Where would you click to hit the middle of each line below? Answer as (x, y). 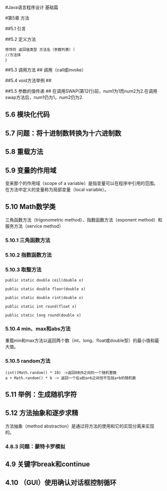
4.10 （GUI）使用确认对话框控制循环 (61, 483)
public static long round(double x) (43, 315)
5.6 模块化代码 (27, 115)
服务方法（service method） (34, 226)
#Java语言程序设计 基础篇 (32, 7)
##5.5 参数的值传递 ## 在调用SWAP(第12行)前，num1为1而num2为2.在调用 (81, 91)
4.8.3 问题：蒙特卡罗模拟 (35, 446)
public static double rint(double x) (44, 297)
